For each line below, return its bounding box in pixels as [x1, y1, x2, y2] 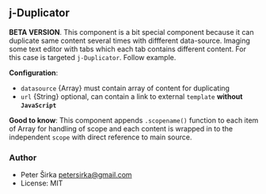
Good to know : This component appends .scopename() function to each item [9, 115, 259, 125]
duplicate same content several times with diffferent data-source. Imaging [9, 36, 250, 45]
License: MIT [20, 178, 63, 188]
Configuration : [9, 67, 59, 78]
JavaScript [20, 101, 57, 109]
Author [9, 152, 37, 163]
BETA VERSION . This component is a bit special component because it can [9, 27, 254, 36]
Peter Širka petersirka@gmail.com [20, 170, 133, 180]
